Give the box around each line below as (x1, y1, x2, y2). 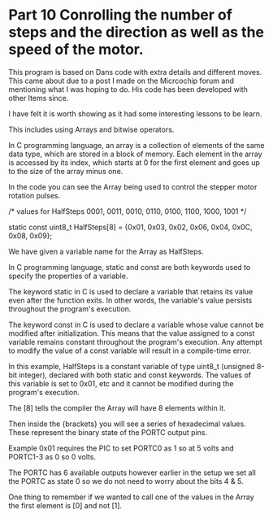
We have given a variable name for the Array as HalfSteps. (8, 246, 205, 256)
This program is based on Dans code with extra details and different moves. (8, 67, 262, 76)
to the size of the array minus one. (8, 166, 123, 176)
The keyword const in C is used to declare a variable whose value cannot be (8, 320, 264, 329)
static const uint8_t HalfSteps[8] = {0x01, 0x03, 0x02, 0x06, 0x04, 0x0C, (8, 222, 253, 232)
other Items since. (8, 93, 69, 102)
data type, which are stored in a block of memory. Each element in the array (8, 149, 262, 159)
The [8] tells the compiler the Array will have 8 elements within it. (8, 403, 226, 412)
